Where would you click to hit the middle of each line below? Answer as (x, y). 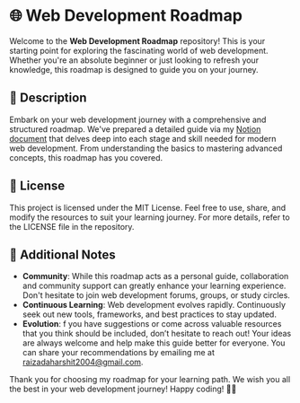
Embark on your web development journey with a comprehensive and (138, 119)
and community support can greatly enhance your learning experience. (154, 286)
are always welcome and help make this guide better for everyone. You (154, 343)
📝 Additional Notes (62, 254)
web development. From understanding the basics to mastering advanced (146, 148)
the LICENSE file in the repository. (72, 226)
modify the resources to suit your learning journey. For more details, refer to (150, 217)
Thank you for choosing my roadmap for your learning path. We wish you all (150, 380)
